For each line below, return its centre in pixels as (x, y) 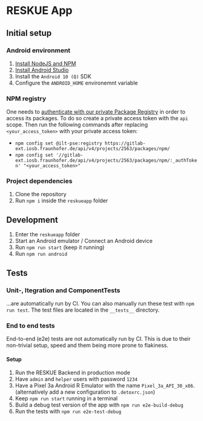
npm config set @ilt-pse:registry (58, 143)
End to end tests (31, 326)
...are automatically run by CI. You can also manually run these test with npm (100, 303)
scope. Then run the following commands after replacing (77, 125)
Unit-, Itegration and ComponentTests (63, 290)
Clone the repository (41, 194)
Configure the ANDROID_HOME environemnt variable (76, 83)
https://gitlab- (125, 143)
